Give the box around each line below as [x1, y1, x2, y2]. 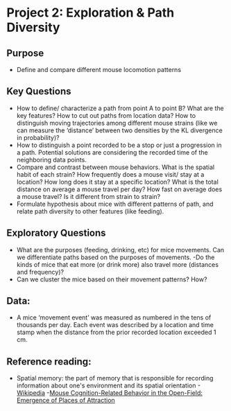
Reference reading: [6, 356, 92, 367]
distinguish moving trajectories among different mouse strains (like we [16, 119, 218, 127]
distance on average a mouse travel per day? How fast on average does [16, 185, 223, 193]
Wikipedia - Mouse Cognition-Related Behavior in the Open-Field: [16, 389, 203, 397]
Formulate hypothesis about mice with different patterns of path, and [16, 200, 214, 208]
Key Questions [6, 85, 71, 98]
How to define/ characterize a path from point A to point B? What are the [16, 104, 224, 112]
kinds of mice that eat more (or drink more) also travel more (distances [16, 260, 219, 268]
